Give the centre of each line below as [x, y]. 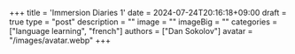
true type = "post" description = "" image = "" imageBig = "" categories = [144, 22]
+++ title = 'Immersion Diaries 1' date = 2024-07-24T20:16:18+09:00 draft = [148, 13]
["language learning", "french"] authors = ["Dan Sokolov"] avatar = [131, 31]
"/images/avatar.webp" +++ [60, 40]
